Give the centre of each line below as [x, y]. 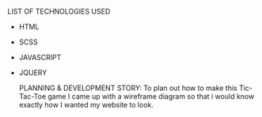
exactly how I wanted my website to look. [86, 105]
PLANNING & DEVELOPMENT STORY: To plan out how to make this [128, 88]
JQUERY [33, 73]
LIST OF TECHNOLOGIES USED [59, 11]
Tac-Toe [32, 96]
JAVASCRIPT [40, 57]
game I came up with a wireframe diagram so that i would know [151, 96]
